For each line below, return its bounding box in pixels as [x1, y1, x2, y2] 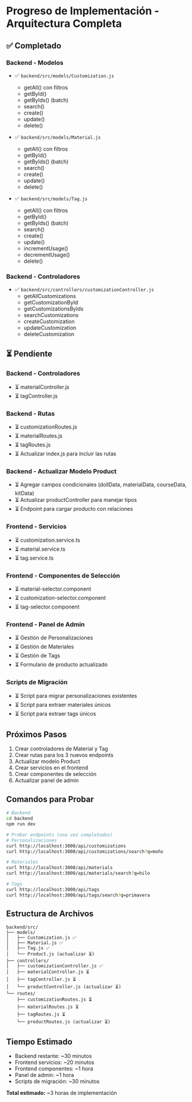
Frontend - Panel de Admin [6, 620, 85, 628]
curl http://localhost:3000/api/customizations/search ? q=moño [6, 848, 163, 855]
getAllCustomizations [23, 293, 76, 300]
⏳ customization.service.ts [14, 536, 80, 544]
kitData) [14, 490, 34, 497]
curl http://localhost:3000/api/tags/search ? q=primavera [6, 892, 150, 898]
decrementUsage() [23, 251, 70, 258]
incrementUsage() [23, 244, 68, 252]
